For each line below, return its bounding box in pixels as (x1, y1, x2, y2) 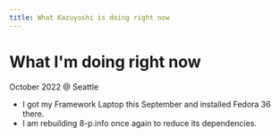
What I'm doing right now (9, 51, 201, 72)
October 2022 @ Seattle (9, 81, 99, 92)
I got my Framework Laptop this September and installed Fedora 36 (21, 98, 271, 109)
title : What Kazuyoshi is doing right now (9, 13, 170, 22)
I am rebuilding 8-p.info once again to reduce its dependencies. (21, 117, 258, 128)
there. (21, 108, 45, 119)
